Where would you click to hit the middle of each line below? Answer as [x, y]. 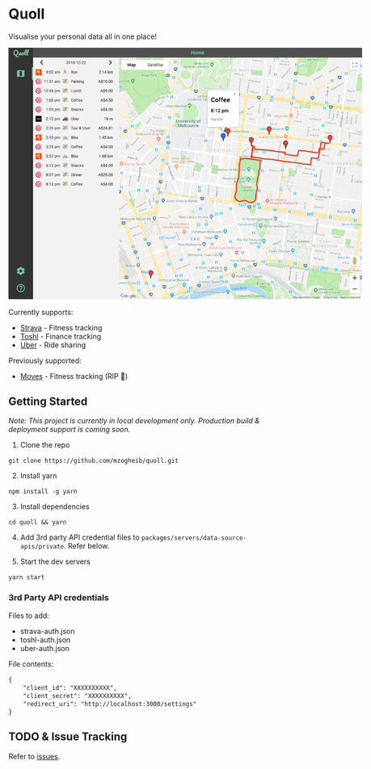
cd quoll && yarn [38, 523]
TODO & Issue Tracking [68, 737]
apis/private [42, 547]
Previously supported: [45, 360]
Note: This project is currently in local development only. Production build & [134, 421]
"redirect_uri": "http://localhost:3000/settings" [110, 704]
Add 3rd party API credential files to [80, 537]
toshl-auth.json [45, 640]
